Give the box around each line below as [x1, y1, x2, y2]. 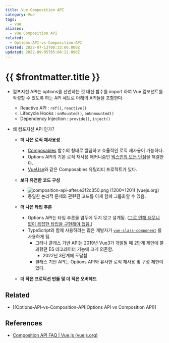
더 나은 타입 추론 [20, 204, 52, 210]
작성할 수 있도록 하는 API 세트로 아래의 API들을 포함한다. [12, 95, 124, 101]
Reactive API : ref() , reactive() [20, 105, 87, 111]
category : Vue [5, 12, 35, 17]
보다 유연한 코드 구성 [20, 177, 61, 183]
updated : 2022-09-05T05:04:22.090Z [5, 49, 80, 54]
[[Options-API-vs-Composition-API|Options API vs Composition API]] [12, 304, 156, 310]
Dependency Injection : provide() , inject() [20, 116, 111, 122]
